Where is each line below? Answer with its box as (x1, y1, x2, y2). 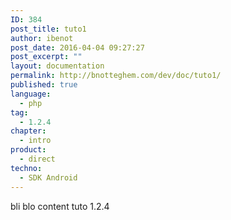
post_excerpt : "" (10, 52, 83, 62)
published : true (10, 80, 78, 90)
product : (10, 145, 47, 155)
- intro (19, 136, 52, 146)
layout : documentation (10, 61, 105, 71)
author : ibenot (10, 33, 74, 43)
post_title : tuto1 (10, 24, 87, 34)
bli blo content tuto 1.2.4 (10, 200, 110, 212)
